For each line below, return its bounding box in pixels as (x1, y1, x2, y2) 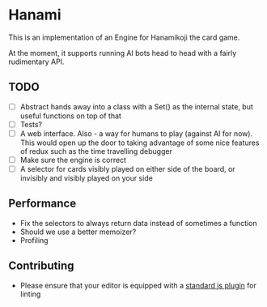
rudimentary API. (8, 57, 65, 66)
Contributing (8, 259, 74, 273)
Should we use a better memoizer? (19, 227, 137, 237)
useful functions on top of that (19, 111, 121, 121)
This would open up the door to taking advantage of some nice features (19, 138, 260, 147)
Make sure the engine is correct (19, 155, 127, 164)
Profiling (19, 235, 49, 245)
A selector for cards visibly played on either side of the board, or (19, 164, 236, 173)
